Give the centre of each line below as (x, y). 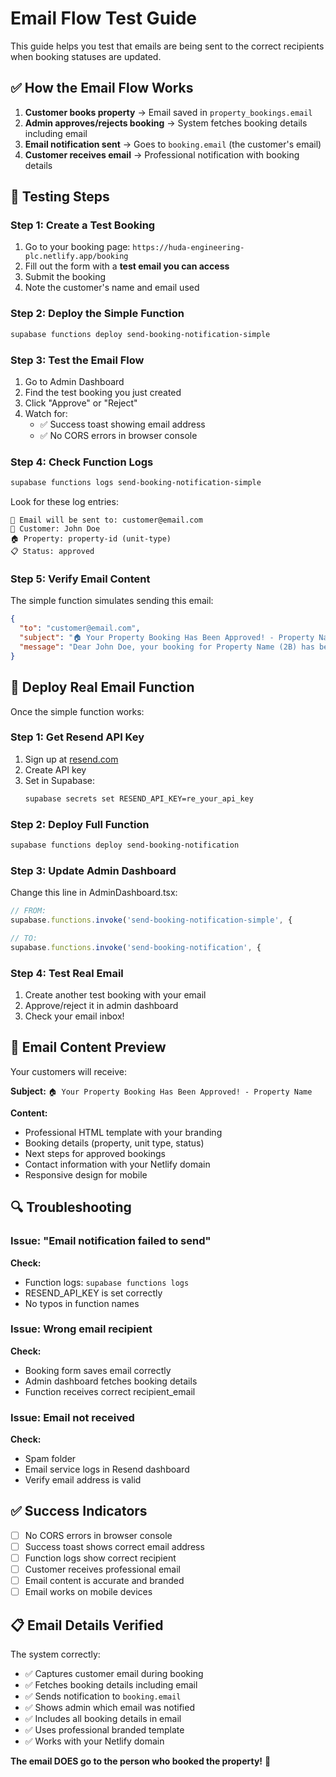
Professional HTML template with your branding (123, 1132)
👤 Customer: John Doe (55, 529)
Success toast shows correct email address (114, 1546)
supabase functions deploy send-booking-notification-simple (140, 334)
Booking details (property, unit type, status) (114, 1143)
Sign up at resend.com (71, 759)
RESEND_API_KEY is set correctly (93, 1293)
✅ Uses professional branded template (104, 1730)
